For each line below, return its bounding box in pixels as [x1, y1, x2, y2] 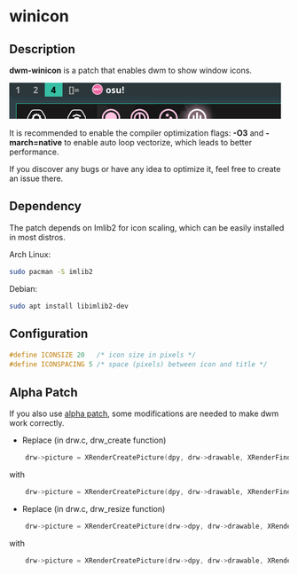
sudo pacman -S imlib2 [9, 267, 93, 276]
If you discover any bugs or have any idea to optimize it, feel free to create [9, 164, 281, 174]
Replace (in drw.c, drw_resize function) [21, 503, 166, 514]
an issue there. [9, 173, 64, 184]
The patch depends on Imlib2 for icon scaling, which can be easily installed [9, 222, 285, 232]
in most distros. [9, 232, 66, 242]
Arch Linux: [9, 248, 51, 259]
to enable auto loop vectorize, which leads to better [63, 138, 253, 147]
